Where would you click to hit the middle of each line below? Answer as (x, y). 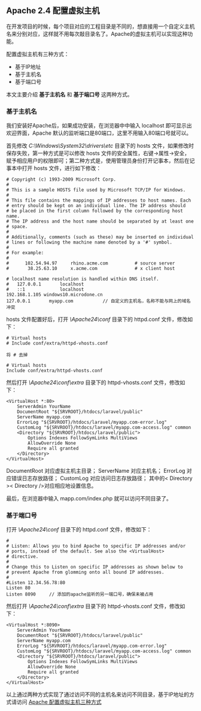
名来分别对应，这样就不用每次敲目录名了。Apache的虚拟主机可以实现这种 (97, 34)
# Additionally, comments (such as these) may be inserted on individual (100, 237)
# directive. (22, 557)
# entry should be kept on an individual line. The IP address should (96, 206)
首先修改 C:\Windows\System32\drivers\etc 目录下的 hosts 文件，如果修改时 (100, 146)
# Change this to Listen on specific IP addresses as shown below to (95, 567)
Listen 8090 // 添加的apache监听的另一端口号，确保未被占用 (80, 594)
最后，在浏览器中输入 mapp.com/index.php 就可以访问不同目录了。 (89, 499)
